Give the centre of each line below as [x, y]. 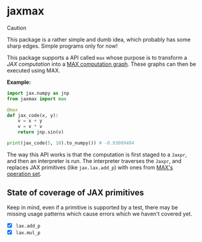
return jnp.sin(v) [41, 132]
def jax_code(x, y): [33, 115]
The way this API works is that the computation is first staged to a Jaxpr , [97, 154]
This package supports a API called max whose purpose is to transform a [97, 57]
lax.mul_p [28, 233]
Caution [17, 28]
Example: [19, 82]
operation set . [24, 174]
